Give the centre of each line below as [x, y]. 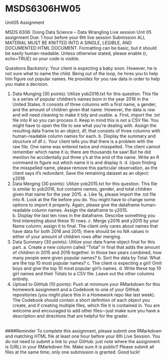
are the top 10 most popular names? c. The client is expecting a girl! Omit [87, 263]
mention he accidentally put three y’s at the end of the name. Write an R [86, 157]
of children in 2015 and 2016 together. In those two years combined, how [87, 252]
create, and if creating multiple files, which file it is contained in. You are [86, 305]
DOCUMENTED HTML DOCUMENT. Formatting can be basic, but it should [81, 48]
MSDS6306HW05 [43, 9]
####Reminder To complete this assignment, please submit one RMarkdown [83, 331]
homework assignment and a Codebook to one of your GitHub [76, 289]
